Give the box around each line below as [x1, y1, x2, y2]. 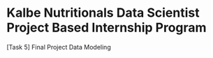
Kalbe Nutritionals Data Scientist [6, 5, 200, 21]
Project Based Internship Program [6, 20, 207, 36]
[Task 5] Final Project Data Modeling [6, 43, 111, 51]
